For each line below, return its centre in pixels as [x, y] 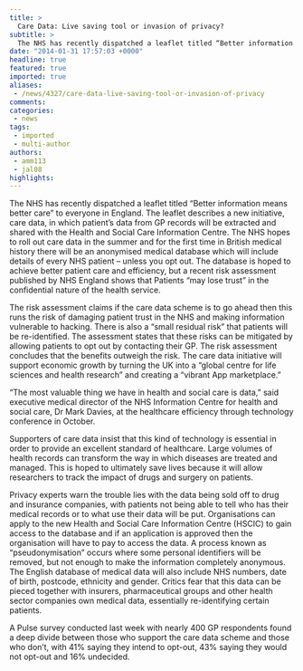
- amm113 [30, 161]
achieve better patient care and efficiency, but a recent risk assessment [143, 271]
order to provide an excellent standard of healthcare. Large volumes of [141, 448]
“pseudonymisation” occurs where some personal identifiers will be [135, 552]
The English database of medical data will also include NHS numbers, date [148, 572]
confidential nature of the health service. [85, 290]
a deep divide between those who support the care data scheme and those [149, 637]
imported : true [38, 77]
